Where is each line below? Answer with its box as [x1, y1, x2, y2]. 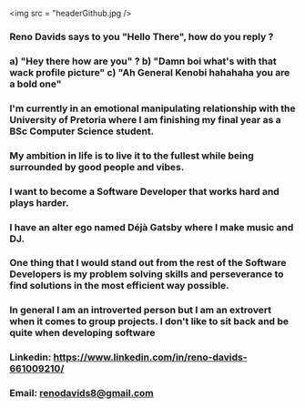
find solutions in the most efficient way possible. [9, 280, 229, 292]
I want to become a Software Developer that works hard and [9, 185, 280, 198]
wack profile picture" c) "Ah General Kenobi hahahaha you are [9, 66, 290, 78]
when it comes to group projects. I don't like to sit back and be [9, 315, 290, 328]
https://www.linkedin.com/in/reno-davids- [53, 351, 248, 363]
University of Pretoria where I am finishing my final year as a [9, 113, 281, 126]
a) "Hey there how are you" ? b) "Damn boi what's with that [9, 55, 277, 67]
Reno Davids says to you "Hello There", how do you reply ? [9, 30, 274, 43]
